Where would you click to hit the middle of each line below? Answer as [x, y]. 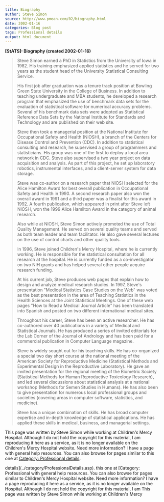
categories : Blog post [28, 28]
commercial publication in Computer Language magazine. [75, 341]
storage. [25, 173]
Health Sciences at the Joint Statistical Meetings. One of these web [85, 300]
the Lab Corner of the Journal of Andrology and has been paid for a [85, 336]
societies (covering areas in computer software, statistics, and [80, 397]
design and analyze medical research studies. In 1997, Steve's [79, 284]
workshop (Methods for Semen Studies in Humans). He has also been [87, 387]
